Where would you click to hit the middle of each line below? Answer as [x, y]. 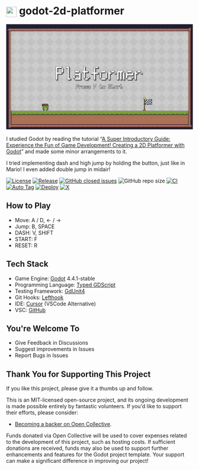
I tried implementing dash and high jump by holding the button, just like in [96, 163]
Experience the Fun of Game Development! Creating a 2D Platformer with [95, 145]
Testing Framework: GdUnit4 [50, 291]
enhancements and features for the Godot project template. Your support [95, 455]
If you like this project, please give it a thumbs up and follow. [80, 389]
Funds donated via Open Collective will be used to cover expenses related [97, 436]
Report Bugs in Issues [41, 355]
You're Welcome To [43, 328]
